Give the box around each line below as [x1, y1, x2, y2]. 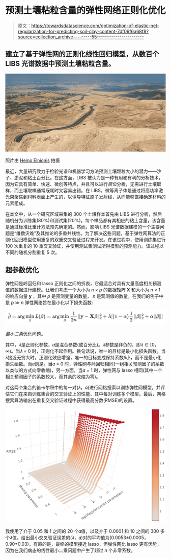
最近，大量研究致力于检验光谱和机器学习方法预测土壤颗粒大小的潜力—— [5, 168, 157, 174]
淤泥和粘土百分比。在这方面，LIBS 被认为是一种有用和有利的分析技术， [14, 174, 163, 180]
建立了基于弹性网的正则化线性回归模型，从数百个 [5, 50, 159, 59]
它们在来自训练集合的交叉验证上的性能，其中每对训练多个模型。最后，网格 [9, 391, 166, 397]
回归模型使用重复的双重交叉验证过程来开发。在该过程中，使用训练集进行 [14, 236, 166, 243]
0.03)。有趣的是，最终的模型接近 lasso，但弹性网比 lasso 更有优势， [17, 541, 162, 547]
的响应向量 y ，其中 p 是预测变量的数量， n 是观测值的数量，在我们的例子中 [5, 293, 164, 299]
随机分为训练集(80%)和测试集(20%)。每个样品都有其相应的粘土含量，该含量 [5, 217, 165, 223]
